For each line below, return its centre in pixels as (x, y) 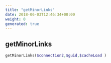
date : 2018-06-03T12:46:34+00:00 (40, 14)
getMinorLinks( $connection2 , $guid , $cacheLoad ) (56, 55)
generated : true (22, 24)
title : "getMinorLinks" (30, 10)
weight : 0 (16, 19)
